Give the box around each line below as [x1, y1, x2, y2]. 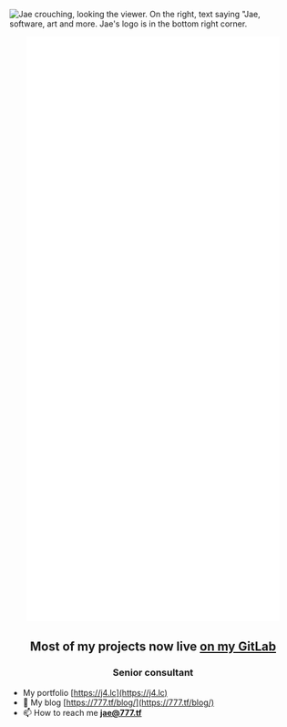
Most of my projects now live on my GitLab [30, 639, 276, 655]
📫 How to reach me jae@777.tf [22, 707, 142, 718]
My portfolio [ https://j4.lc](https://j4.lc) [22, 687, 169, 698]
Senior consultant [112, 667, 194, 680]
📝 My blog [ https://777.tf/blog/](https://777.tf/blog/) [22, 697, 215, 708]
